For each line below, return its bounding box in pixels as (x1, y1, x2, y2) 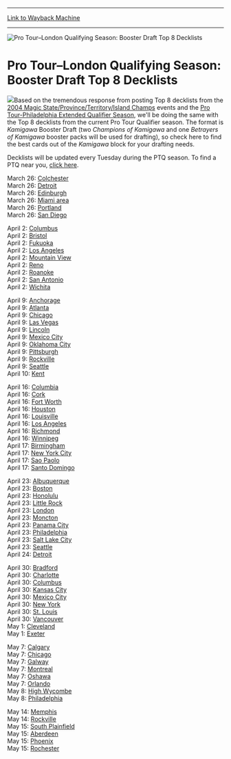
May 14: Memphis (7, 707, 57, 716)
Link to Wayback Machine (7, 14, 80, 21)
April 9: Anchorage (7, 296, 60, 304)
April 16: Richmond (7, 426, 60, 435)
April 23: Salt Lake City (7, 535, 72, 544)
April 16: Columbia (7, 382, 59, 391)
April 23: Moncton (7, 513, 58, 522)
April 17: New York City (7, 448, 72, 457)
